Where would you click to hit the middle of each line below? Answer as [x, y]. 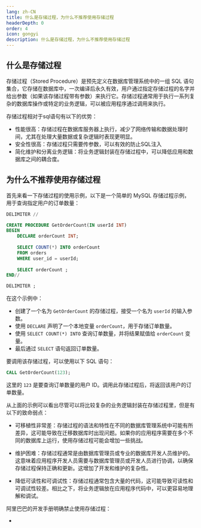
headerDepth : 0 [25, 23]
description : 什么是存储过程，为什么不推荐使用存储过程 [68, 40]
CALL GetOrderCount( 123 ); [38, 373]
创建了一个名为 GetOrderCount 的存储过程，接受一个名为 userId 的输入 [101, 311]
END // [13, 275]
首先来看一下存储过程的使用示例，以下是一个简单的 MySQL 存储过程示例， [98, 195]
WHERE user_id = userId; [48, 259]
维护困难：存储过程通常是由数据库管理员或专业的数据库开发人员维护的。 [104, 453]
